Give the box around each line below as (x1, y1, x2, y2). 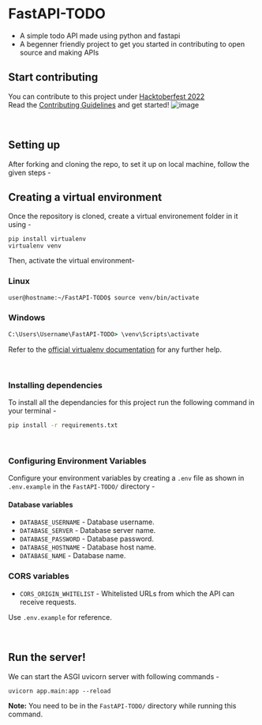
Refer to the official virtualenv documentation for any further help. (8, 345, 223, 354)
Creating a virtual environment (8, 191, 163, 204)
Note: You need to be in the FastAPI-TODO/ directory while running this (8, 700, 237, 710)
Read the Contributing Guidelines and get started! (8, 100, 170, 109)
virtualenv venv (8, 242, 62, 250)
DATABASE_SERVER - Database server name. (19, 526, 156, 535)
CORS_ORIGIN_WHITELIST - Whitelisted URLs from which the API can (19, 588, 235, 598)
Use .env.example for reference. (8, 612, 112, 621)
